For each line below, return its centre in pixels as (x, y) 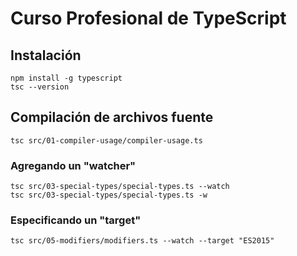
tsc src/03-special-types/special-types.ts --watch (120, 187)
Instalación (46, 55)
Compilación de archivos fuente (112, 117)
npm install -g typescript (66, 78)
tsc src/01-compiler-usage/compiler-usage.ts (106, 140)
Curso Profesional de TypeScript (148, 18)
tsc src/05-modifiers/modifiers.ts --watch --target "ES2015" (142, 241)
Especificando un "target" (76, 220)
